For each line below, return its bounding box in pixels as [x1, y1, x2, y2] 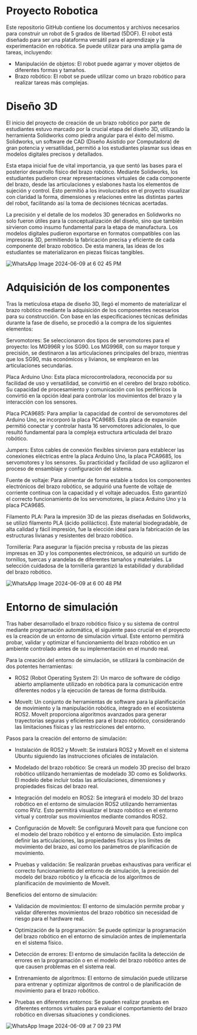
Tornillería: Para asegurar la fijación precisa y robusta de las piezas [6, 543, 169, 550]
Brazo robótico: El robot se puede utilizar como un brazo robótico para [14, 73, 186, 80]
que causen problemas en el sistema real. [14, 963, 116, 970]
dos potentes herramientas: [6, 663, 74, 670]
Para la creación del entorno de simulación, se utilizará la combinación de [6, 656, 185, 663]
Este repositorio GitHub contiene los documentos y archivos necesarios [6, 24, 180, 31]
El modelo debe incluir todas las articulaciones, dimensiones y [14, 776, 166, 783]
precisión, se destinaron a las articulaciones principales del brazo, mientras [6, 349, 189, 356]
